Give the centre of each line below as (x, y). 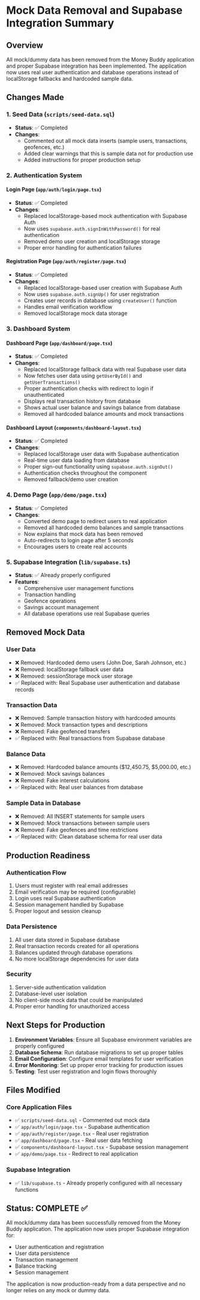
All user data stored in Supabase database (67, 940)
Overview (25, 45)
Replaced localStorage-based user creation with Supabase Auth (103, 288)
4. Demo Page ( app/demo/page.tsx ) (57, 495)
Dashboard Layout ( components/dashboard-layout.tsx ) (74, 427)
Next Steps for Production (56, 1025)
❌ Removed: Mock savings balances (60, 774)
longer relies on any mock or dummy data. (58, 1290)
